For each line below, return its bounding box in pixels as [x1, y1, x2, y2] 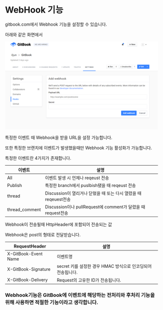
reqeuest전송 [45, 196, 71, 202]
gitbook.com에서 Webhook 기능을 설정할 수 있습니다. [5, 21, 108, 27]
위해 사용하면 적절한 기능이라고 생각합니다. [5, 299, 98, 306]
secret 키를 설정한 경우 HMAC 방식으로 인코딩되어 [56, 263, 152, 269]
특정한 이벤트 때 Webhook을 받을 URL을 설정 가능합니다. [5, 135, 113, 140]
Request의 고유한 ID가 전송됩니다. [56, 277, 121, 283]
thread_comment [7, 207, 41, 213]
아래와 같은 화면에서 [5, 31, 43, 37]
